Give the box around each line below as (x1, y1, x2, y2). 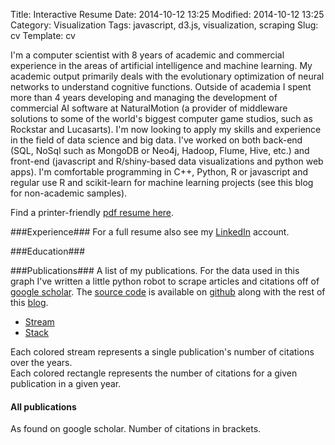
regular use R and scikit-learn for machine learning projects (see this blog (10, 177, 314, 188)
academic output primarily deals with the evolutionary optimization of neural (10, 70, 325, 82)
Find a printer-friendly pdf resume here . (10, 207, 175, 218)
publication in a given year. (10, 378, 122, 389)
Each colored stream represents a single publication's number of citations (10, 346, 315, 358)
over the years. (10, 357, 73, 368)
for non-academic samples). (10, 187, 128, 199)
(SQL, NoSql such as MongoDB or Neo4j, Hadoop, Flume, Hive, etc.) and (10, 145, 310, 156)
